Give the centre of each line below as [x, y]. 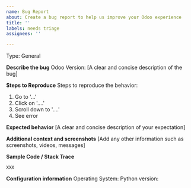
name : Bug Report [28, 12]
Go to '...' [26, 97]
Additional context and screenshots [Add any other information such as [95, 139]
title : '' [18, 23]
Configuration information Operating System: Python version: [82, 178]
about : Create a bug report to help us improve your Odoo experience [94, 17]
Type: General [23, 56]
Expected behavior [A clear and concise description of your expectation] [96, 127]
